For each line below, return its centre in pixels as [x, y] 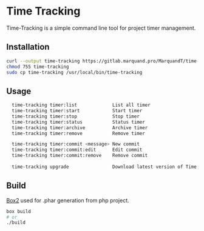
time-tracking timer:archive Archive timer [80, 128]
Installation [28, 47]
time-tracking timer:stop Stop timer [76, 116]
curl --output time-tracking [43, 61]
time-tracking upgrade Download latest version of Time [104, 167]
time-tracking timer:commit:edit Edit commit [77, 150]
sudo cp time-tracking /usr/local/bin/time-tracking [74, 72]
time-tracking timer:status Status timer [79, 122]
